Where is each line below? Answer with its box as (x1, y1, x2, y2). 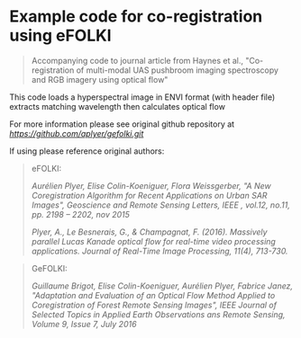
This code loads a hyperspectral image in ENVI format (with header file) (9, 92, 276, 102)
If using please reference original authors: (9, 146, 165, 156)
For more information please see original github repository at (9, 119, 235, 129)
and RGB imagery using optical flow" (31, 74, 169, 84)
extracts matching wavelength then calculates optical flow (9, 101, 225, 111)
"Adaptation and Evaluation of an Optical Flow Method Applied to (31, 289, 276, 300)
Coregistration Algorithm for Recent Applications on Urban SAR (31, 190, 268, 200)
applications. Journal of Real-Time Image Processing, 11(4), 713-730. (31, 245, 288, 256)
